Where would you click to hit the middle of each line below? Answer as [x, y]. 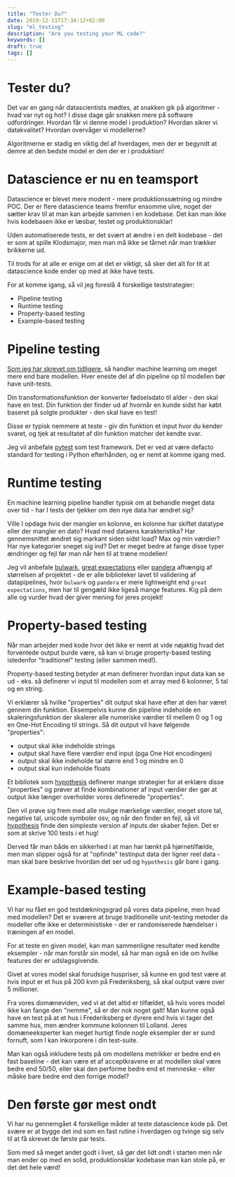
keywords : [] [26, 40]
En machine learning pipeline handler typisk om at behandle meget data [111, 502]
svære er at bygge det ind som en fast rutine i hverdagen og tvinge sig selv [116, 1131]
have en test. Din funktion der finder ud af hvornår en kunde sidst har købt [115, 405]
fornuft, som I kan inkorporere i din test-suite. [73, 1040]
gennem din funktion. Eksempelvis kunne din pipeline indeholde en [104, 710]
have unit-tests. [30, 384]
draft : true [25, 46]
